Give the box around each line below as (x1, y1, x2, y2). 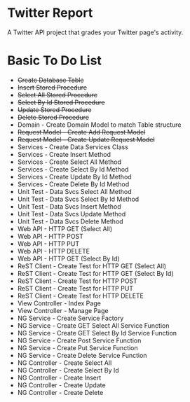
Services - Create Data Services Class (17, 142, 128, 151)
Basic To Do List (7, 53, 102, 69)
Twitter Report (7, 5, 93, 21)
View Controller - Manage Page (17, 306, 109, 314)
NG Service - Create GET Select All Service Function (17, 321, 170, 330)
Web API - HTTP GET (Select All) (17, 224, 113, 233)
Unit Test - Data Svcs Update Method (17, 209, 126, 218)
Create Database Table (17, 76, 84, 84)
